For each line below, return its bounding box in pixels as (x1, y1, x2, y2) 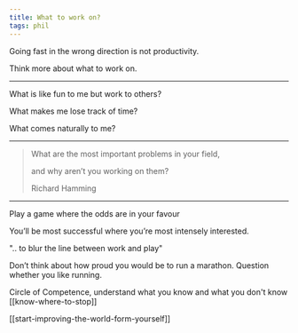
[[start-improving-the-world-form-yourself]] (9, 313, 171, 324)
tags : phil (9, 21, 50, 30)
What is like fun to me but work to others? (9, 88, 162, 99)
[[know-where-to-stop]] (9, 296, 98, 306)
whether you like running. (9, 269, 102, 280)
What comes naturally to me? (9, 123, 116, 133)
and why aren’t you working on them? (30, 165, 169, 176)
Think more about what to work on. (9, 63, 137, 74)
